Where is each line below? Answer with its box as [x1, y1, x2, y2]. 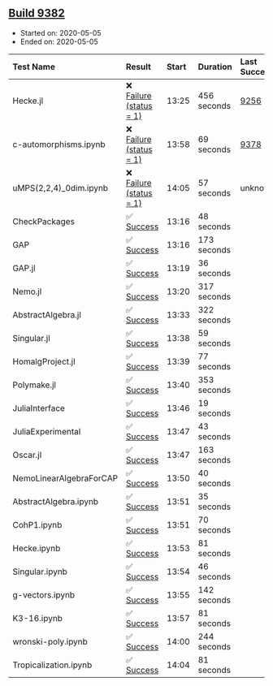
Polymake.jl [12, 379, 57, 390]
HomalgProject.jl [12, 356, 76, 367]
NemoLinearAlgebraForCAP [12, 472, 119, 484]
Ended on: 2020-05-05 [19, 37, 99, 46]
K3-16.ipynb [12, 612, 63, 623]
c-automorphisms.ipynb [12, 138, 106, 149]
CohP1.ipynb [12, 519, 63, 530]
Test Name [12, 61, 55, 72]
